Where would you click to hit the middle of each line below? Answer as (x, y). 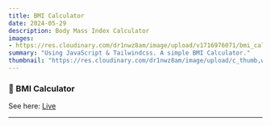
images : (21, 38)
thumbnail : (27, 61)
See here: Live (32, 106)
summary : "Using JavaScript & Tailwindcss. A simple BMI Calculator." (129, 53)
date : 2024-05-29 (38, 23)
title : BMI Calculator (46, 16)
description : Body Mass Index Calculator (79, 30)
